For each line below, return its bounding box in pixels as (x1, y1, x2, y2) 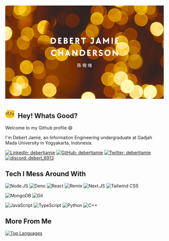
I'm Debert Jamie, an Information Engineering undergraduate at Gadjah (5, 135, 152, 141)
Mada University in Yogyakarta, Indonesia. (5, 140, 93, 146)
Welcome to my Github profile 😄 (5, 125, 73, 131)
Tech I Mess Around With (5, 169, 86, 178)
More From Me (5, 217, 52, 225)
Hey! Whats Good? (17, 111, 78, 120)
